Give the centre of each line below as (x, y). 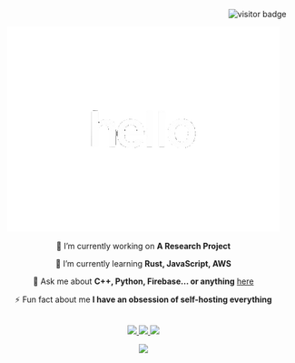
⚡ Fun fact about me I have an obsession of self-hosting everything (143, 299)
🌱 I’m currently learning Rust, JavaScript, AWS (143, 263)
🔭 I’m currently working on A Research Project (143, 246)
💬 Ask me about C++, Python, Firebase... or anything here (143, 281)
